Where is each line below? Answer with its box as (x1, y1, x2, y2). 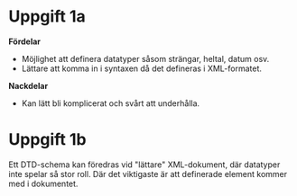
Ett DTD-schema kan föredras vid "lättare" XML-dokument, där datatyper (8, 159, 281, 170)
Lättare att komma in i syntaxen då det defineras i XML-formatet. (21, 63, 263, 74)
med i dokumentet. (8, 178, 79, 189)
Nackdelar (8, 80, 49, 91)
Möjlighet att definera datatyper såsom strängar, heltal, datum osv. (21, 53, 270, 64)
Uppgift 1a (8, 6, 87, 27)
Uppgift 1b (8, 129, 87, 150)
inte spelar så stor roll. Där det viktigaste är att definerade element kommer (8, 168, 288, 179)
